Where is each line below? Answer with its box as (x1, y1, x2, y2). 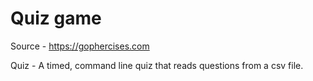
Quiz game (10, 7, 102, 30)
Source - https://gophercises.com (10, 40, 150, 52)
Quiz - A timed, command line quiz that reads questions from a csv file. (10, 59, 304, 71)
